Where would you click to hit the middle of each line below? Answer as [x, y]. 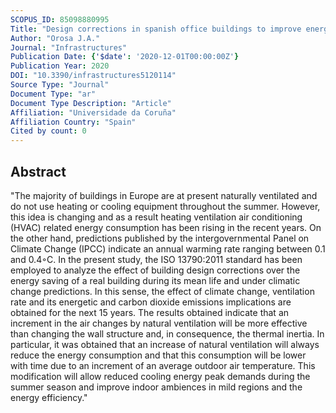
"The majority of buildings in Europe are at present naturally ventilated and [164, 195]
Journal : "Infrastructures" [69, 47]
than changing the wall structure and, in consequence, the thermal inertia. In [167, 333]
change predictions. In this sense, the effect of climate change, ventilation [162, 291]
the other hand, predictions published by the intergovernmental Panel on [160, 238]
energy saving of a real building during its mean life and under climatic [155, 280]
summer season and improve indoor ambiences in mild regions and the [156, 387]
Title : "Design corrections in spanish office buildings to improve [156, 29]
